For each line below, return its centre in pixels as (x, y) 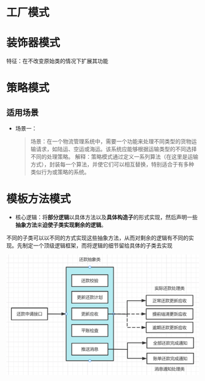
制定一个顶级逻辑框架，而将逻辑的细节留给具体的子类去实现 (97, 246)
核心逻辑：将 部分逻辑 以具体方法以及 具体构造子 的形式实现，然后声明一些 (106, 217)
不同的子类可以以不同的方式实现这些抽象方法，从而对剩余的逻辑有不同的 (97, 238)
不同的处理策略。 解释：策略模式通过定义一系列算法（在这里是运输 (114, 157)
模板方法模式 (39, 199)
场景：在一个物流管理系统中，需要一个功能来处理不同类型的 (106, 141)
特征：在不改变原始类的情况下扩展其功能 (57, 61)
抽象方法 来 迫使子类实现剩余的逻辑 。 (61, 225)
